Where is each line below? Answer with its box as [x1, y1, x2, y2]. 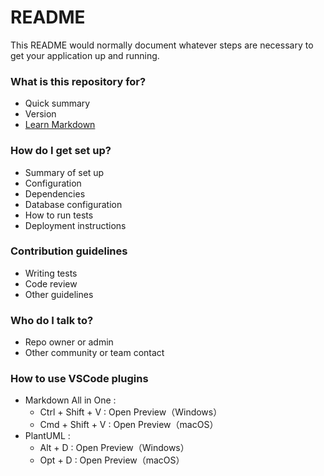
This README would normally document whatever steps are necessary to [10, 39, 314, 51]
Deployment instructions [24, 219, 127, 231]
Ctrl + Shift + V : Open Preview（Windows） [39, 406, 223, 418]
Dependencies [24, 187, 86, 200]
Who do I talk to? [10, 313, 94, 327]
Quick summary [24, 97, 91, 110]
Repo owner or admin [24, 336, 114, 348]
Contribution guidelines [10, 244, 128, 258]
